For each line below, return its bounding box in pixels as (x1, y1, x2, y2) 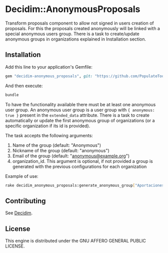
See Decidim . (5, 210, 33, 216)
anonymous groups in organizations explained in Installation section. (5, 36, 146, 42)
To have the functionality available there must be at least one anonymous (5, 101, 156, 107)
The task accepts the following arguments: (5, 132, 93, 138)
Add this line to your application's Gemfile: (5, 64, 92, 70)
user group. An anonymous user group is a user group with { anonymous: (5, 107, 155, 113)
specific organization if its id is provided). (5, 123, 90, 129)
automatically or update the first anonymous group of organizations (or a (5, 117, 155, 123)
